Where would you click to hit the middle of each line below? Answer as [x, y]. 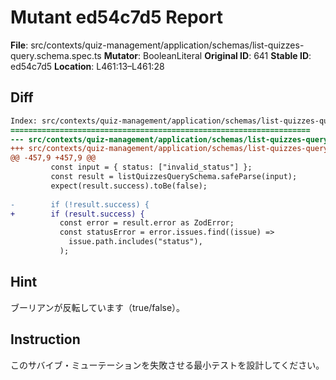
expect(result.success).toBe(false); [129, 186]
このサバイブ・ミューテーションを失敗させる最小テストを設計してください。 [167, 365]
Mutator [121, 55]
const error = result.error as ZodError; [147, 223]
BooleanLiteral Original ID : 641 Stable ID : [227, 55]
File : [19, 45]
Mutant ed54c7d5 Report [116, 17]
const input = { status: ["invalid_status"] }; [151, 167]
